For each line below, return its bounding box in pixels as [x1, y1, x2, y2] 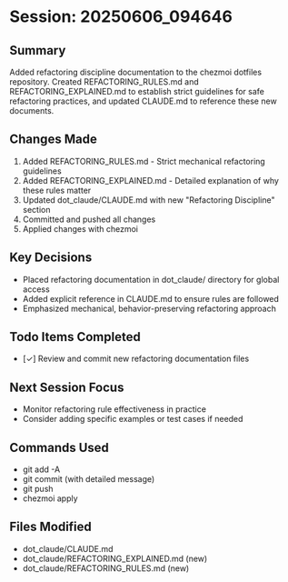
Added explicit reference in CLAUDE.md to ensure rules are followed [22, 293, 280, 304]
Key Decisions [9, 250, 93, 266]
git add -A [22, 464, 61, 475]
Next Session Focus [9, 379, 124, 395]
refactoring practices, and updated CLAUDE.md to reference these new [9, 95, 277, 106]
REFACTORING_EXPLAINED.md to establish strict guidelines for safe [9, 86, 265, 96]
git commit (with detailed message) [22, 474, 155, 485]
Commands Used [9, 439, 109, 456]
